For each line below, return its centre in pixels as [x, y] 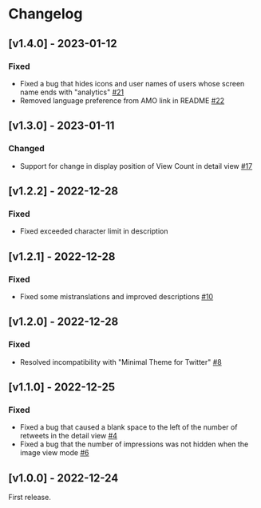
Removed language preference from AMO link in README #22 [122, 100]
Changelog [45, 14]
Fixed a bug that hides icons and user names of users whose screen [132, 83]
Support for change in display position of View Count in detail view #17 [136, 166]
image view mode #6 [54, 453]
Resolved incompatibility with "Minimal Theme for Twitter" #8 [121, 362]
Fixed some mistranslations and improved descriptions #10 [117, 296]
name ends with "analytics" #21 [72, 92]
